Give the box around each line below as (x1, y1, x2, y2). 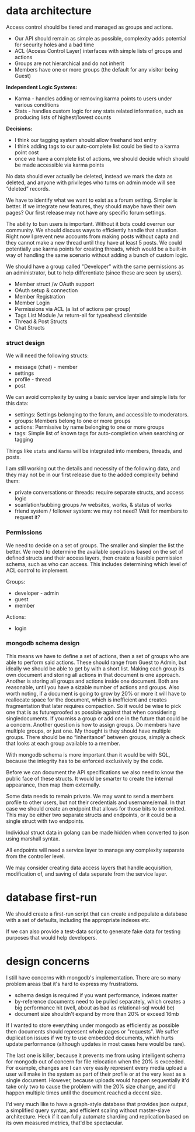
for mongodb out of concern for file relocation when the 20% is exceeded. (6, 1058, 186, 1065)
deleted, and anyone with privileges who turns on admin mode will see (6, 179, 176, 186)
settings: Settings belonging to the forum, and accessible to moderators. (14, 411, 189, 418)
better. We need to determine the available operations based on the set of (6, 548, 184, 555)
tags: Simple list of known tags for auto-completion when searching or (14, 430, 184, 437)
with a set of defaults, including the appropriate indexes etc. (6, 916, 151, 923)
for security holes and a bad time (14, 41, 95, 48)
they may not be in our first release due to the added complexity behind (6, 471, 179, 479)
